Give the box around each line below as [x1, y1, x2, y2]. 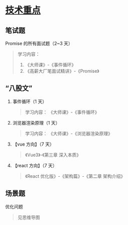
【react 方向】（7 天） [12, 162, 57, 168]
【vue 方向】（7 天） [12, 141, 54, 147]
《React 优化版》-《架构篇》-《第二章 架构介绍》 [25, 173, 125, 179]
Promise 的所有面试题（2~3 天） [5, 41, 73, 46]
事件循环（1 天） [12, 98, 47, 104]
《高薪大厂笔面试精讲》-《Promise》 [25, 68, 100, 74]
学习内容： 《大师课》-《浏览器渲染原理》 [25, 130, 112, 136]
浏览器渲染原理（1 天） [12, 120, 60, 126]
